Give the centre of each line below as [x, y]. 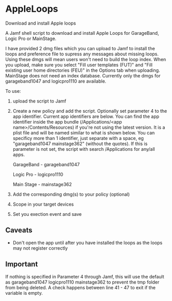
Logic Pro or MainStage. [31, 38]
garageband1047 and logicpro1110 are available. [56, 81]
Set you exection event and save [47, 214]
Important [22, 264]
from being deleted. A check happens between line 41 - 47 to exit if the [80, 287]
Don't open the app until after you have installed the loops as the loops [88, 243]
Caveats [19, 230]
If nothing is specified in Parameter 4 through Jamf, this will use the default [85, 276]
